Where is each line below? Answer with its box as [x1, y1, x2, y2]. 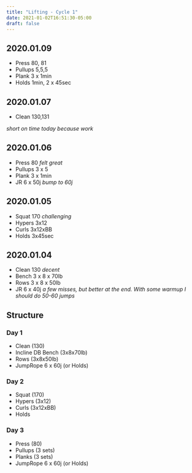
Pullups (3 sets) [15, 446, 55, 454]
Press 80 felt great [15, 159, 63, 166]
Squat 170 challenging [15, 212, 72, 220]
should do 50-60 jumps [15, 292, 75, 299]
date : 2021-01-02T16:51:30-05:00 [6, 15, 92, 21]
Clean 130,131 [15, 113, 50, 120]
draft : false [6, 20, 40, 26]
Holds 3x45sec [15, 232, 54, 239]
